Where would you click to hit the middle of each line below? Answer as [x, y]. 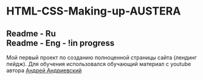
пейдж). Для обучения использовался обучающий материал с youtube [99, 64]
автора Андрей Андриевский [44, 70]
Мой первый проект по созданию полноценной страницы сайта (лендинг [102, 58]
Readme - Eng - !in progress [60, 43]
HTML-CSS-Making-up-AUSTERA [94, 11]
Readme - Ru [31, 34]
